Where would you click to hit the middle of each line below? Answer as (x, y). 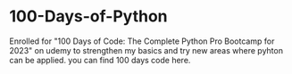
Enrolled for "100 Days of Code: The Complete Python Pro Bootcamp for (142, 41)
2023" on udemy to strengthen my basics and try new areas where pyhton (146, 50)
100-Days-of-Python (88, 16)
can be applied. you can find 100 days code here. (100, 60)
